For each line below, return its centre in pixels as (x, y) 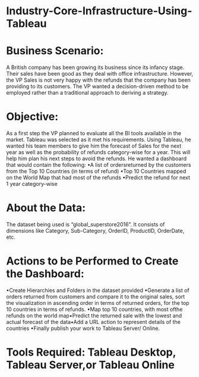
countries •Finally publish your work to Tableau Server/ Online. (83, 328)
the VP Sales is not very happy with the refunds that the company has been (99, 80)
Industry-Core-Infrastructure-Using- (99, 11)
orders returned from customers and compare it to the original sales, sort (96, 297)
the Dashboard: (45, 274)
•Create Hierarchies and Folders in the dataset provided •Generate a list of (98, 290)
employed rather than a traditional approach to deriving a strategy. (87, 93)
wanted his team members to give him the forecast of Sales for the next (94, 146)
